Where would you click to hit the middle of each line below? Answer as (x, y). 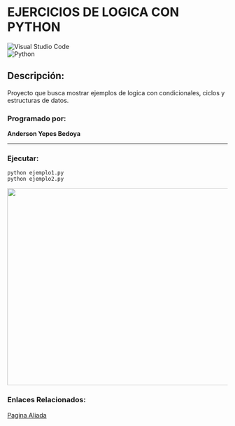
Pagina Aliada (27, 415)
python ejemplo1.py (36, 173)
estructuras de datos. (38, 100)
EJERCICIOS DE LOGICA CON (93, 12)
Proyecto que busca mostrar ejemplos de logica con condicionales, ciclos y (116, 92)
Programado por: (37, 118)
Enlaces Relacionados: (47, 400)
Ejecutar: (23, 158)
